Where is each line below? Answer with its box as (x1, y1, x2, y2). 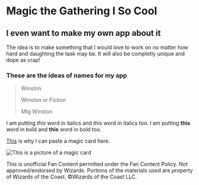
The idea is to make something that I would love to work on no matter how (6, 44, 188, 51)
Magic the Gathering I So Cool (6, 4, 157, 18)
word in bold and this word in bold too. (6, 126, 102, 133)
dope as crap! (6, 57, 41, 63)
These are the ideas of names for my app (6, 71, 127, 79)
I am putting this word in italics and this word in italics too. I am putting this (6, 119, 190, 127)
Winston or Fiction (20, 97, 66, 104)
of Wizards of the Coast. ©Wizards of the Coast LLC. (6, 173, 137, 180)
